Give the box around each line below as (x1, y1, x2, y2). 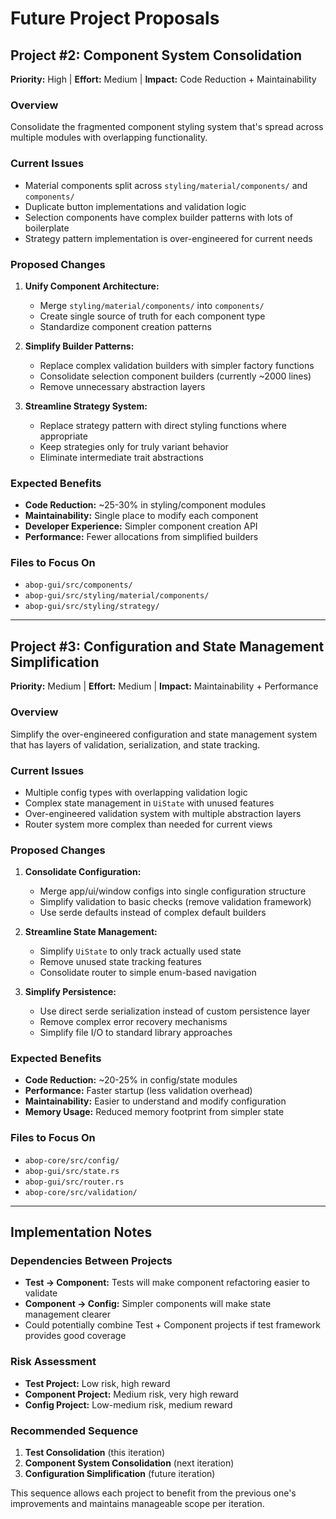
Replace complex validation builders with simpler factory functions (39, 359, 315, 371)
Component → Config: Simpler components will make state (24, 1298, 272, 1310)
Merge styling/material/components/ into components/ (39, 299, 265, 311)
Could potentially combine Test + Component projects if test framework (24, 1319, 321, 1331)
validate (24, 1287, 58, 1299)
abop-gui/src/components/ (24, 580, 133, 591)
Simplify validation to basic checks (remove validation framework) (39, 896, 312, 908)
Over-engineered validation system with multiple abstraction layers (24, 807, 302, 819)
